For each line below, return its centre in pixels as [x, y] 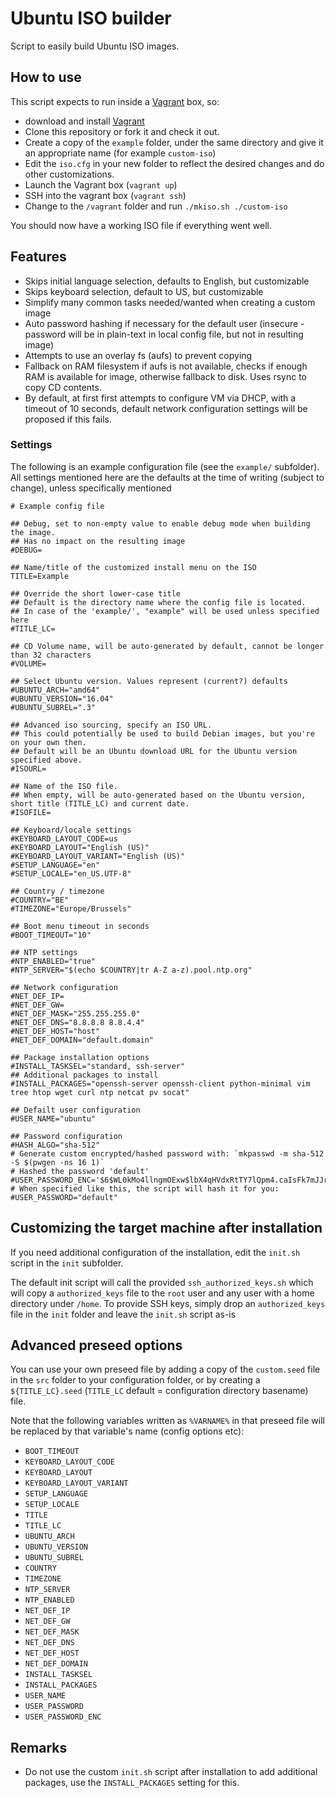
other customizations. [69, 174]
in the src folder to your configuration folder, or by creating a [135, 1380]
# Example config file [57, 506]
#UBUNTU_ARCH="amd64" [55, 690]
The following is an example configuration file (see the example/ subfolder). [165, 466]
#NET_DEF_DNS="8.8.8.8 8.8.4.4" [77, 1022]
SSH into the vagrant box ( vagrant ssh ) [105, 195]
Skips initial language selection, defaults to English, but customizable [167, 281]
